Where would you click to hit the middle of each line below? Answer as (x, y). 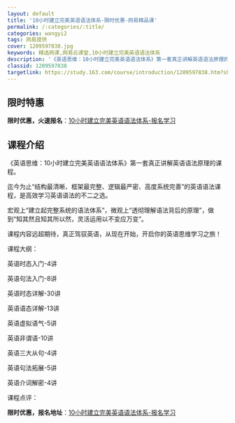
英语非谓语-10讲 (30, 338)
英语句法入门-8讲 (32, 279)
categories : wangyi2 (37, 33)
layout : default (31, 14)
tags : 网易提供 (27, 40)
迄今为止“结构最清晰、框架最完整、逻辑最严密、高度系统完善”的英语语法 (111, 187)
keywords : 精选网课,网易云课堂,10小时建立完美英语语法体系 (84, 53)
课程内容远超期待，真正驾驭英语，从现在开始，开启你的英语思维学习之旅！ (114, 234)
